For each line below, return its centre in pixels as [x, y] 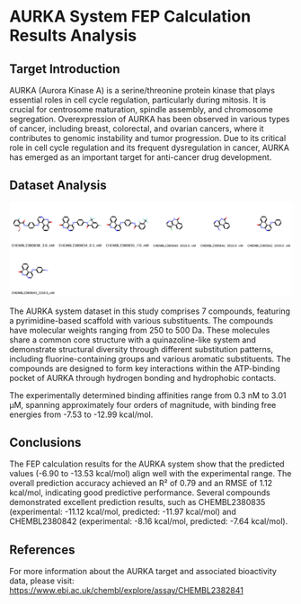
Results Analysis [73, 36]
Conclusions [45, 443]
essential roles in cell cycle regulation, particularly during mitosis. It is [138, 100]
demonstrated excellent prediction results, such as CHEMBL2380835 [137, 502]
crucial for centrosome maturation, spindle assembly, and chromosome [142, 109]
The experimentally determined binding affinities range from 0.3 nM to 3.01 [148, 395]
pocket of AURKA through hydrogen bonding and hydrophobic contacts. [143, 377]
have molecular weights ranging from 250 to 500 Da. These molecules [140, 330]
